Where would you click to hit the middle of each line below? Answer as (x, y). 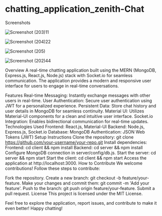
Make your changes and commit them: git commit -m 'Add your (85, 183)
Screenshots (18, 23)
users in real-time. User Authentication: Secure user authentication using (79, 100)
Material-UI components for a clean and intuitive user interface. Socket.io (79, 116)
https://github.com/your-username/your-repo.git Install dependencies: (76, 142)
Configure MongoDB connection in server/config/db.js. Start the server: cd (81, 153)
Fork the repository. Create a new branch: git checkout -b (63, 178)
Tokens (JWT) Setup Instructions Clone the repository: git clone (69, 137)
